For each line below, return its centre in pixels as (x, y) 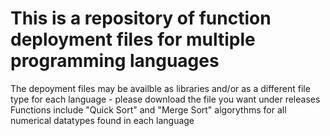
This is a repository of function (141, 18)
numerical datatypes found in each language (102, 120)
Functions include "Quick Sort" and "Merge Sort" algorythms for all (148, 109)
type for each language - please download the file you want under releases (165, 99)
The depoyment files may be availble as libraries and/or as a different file (160, 88)
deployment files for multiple (133, 39)
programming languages (115, 61)
